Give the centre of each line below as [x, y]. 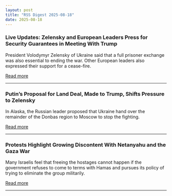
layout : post [19, 10]
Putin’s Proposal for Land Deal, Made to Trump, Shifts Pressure [85, 94]
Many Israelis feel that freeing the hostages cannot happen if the [73, 162]
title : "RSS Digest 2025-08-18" [40, 15]
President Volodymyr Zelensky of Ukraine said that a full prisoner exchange [85, 55]
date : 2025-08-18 [24, 19]
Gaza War [18, 151]
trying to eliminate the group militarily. [45, 173]
